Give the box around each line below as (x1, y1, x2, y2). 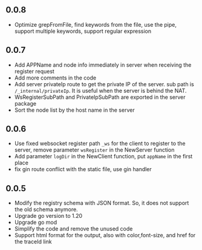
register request (14, 67, 55, 75)
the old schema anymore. (14, 206, 78, 213)
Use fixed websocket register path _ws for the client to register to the (14, 140, 186, 147)
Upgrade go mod (14, 218, 57, 226)
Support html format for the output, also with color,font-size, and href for (14, 232, 196, 239)
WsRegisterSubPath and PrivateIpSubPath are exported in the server (14, 93, 186, 101)
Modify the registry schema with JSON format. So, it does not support (14, 200, 189, 207)
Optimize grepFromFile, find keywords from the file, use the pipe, (14, 21, 177, 28)
